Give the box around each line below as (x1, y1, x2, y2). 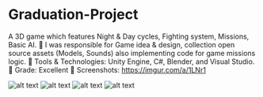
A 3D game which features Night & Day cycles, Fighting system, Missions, (8, 32, 250, 41)
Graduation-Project (8, 6, 139, 24)
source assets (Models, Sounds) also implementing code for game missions (8, 48, 256, 58)
